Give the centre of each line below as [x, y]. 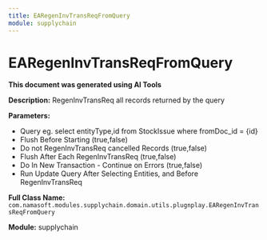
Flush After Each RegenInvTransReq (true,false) [98, 157]
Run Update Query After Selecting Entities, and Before [109, 174]
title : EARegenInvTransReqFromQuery [69, 16]
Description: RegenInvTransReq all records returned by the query [117, 100]
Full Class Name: [37, 198]
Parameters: [29, 116]
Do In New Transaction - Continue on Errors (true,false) [111, 166]
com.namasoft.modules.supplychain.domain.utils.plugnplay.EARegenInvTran [134, 206]
